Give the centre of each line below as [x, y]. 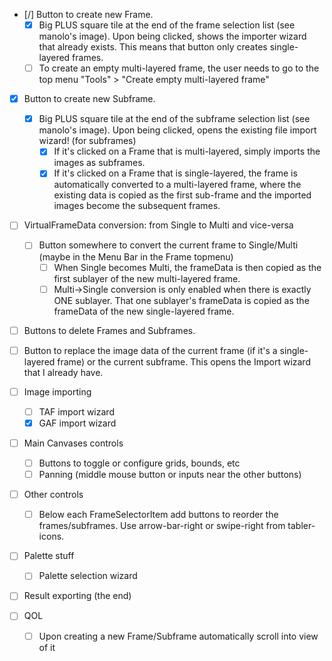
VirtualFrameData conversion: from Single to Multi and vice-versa [158, 225]
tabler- [301, 526]
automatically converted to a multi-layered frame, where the [177, 185]
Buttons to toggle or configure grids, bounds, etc [139, 463]
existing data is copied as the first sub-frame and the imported [182, 195]
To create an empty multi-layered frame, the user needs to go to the [179, 68]
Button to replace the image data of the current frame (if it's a [150, 350]
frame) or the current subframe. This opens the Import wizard [184, 361]
